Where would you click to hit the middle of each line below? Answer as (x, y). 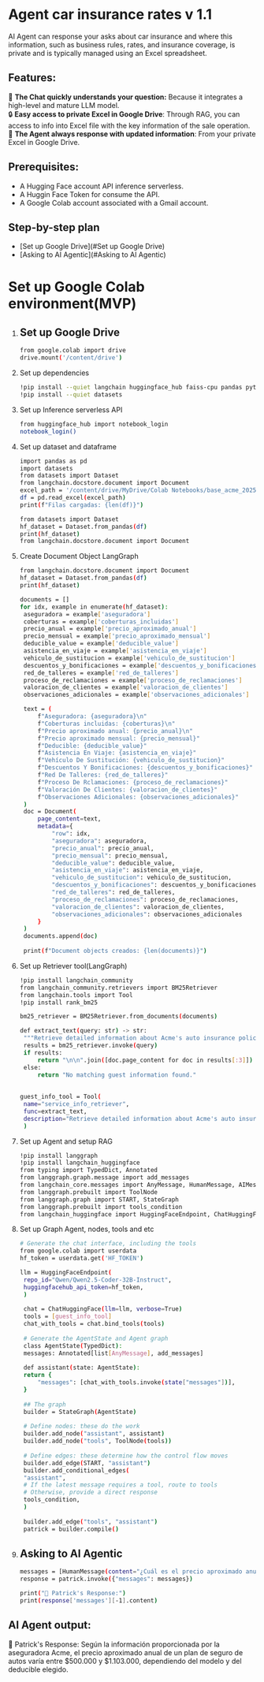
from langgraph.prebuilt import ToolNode (88, 1192)
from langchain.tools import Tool (76, 995)
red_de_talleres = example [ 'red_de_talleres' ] (101, 673)
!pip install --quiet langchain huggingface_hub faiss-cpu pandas (131, 388)
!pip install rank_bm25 (59, 1003)
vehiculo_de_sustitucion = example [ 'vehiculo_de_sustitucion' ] (129, 658)
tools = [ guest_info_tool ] (67, 1317)
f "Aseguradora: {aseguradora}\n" (92, 716)
